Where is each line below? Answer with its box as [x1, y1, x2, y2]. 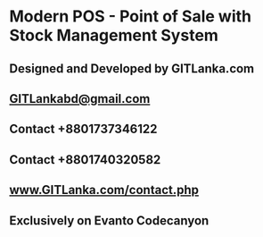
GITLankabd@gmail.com [9, 91, 151, 106]
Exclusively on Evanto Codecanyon [9, 213, 210, 228]
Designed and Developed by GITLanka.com [9, 61, 255, 76]
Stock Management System [9, 25, 218, 46]
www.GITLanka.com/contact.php [9, 182, 199, 198]
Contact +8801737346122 [9, 122, 158, 137]
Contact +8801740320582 [9, 152, 161, 167]
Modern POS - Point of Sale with [9, 6, 252, 27]
